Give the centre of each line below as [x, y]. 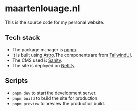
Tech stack [23, 38]
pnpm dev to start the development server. [54, 93]
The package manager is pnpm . [45, 49]
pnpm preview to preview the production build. [59, 103]
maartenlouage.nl [43, 9]
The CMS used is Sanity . [37, 60]
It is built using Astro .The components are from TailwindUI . [72, 55]
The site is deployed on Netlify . [44, 65]
